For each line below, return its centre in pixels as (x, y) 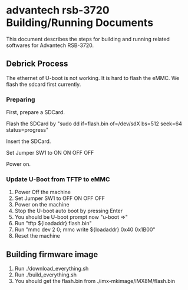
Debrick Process (37, 64)
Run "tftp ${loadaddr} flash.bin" (53, 224)
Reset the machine (37, 236)
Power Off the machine (43, 192)
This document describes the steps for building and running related (88, 39)
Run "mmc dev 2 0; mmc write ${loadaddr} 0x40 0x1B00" (85, 229)
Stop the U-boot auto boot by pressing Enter (69, 211)
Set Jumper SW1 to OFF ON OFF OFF (60, 198)
